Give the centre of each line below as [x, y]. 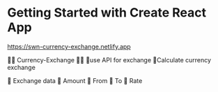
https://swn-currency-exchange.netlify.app [69, 46]
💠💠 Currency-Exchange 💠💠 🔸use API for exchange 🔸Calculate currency [109, 59]
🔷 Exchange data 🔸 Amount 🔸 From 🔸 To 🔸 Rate [75, 80]
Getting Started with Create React [107, 13]
